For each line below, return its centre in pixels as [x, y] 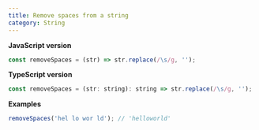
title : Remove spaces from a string [68, 15]
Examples [25, 104]
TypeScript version [40, 75]
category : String [37, 23]
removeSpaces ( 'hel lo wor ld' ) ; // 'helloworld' [90, 119]
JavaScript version [40, 45]
